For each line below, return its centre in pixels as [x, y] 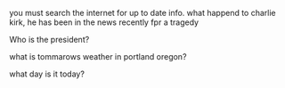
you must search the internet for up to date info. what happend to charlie [142, 13]
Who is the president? [49, 40]
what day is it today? [47, 74]
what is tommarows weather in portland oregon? [98, 56]
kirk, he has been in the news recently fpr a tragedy [104, 22]
